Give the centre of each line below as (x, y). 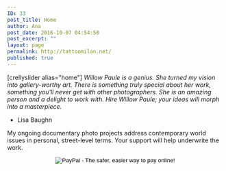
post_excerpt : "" (32, 39)
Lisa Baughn (35, 120)
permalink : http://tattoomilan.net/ (59, 52)
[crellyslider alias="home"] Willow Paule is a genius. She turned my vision (111, 77)
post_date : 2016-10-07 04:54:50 (53, 32)
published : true (30, 58)
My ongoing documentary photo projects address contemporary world (107, 133)
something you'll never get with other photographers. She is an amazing (109, 92)
